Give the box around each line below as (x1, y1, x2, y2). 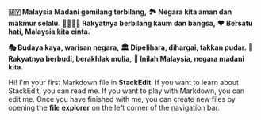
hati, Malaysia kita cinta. (8, 27, 90, 36)
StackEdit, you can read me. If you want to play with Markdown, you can (8, 86, 244, 96)
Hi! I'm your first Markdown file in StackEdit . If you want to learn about (8, 78, 240, 87)
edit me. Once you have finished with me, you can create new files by (8, 95, 236, 103)
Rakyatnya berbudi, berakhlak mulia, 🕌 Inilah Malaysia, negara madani (8, 54, 244, 63)
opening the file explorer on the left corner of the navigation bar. (8, 103, 220, 112)
